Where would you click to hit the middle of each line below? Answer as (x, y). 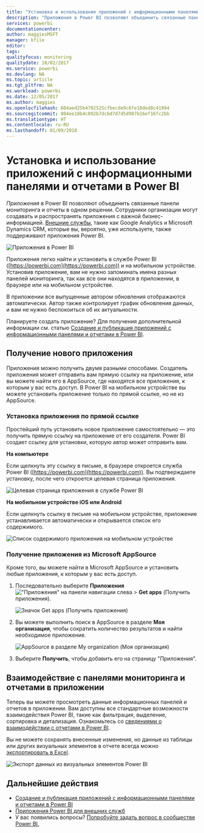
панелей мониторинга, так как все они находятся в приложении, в (93, 278)
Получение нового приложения (70, 353)
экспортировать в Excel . (38, 752)
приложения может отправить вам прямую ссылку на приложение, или (100, 374)
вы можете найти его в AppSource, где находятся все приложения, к (96, 381)
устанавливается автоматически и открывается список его (83, 521)
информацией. (25, 222)
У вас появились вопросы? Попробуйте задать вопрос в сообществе (105, 817)
